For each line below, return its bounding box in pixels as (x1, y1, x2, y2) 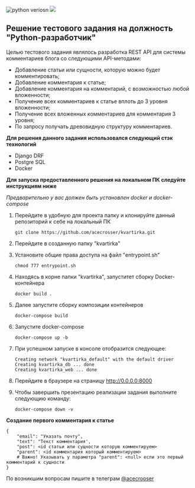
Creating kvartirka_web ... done (14, 367, 97, 373)
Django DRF (14, 152, 44, 159)
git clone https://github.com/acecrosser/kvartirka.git (14, 229, 155, 235)
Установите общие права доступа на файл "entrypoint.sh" (14, 251, 161, 258)
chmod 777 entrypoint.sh (14, 262, 76, 269)
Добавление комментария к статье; (14, 79, 106, 86)
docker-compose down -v (14, 406, 74, 412)
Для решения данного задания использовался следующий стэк (6, 134, 173, 142)
